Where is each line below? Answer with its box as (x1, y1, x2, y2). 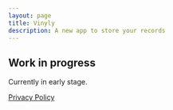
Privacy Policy (8, 92, 55, 102)
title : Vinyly (8, 19, 56, 27)
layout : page (8, 11, 52, 20)
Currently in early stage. (8, 77, 88, 87)
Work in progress (8, 56, 96, 69)
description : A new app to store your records (8, 26, 166, 34)
